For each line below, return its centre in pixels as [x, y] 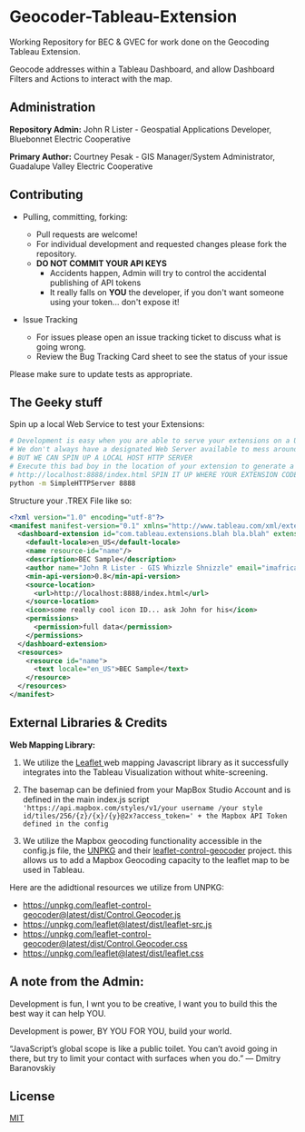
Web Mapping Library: [52, 745]
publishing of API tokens [95, 283]
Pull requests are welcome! [87, 234]
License [32, 1096]
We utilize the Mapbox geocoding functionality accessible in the [142, 840]
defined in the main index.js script [86, 799]
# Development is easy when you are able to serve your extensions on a [150, 441]
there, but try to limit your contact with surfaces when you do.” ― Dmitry [145, 1058]
